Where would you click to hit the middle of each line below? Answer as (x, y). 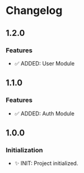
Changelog (34, 11)
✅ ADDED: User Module (44, 63)
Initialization (24, 150)
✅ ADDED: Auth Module (44, 114)
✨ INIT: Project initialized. (46, 163)
